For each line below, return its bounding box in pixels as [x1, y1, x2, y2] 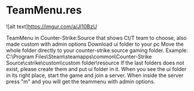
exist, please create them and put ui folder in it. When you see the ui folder [6, 65, 187, 72]
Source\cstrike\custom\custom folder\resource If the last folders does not [6, 59, 185, 66]
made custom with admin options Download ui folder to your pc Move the [6, 41, 184, 48]
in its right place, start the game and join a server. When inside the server [6, 72, 184, 79]
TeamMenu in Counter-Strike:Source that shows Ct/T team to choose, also [6, 34, 187, 41]
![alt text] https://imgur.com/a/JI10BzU [6, 23, 97, 30]
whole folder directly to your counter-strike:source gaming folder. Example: [6, 46, 188, 53]
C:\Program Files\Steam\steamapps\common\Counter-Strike [6, 53, 152, 60]
